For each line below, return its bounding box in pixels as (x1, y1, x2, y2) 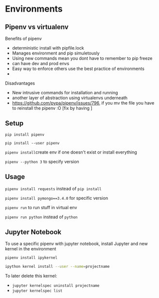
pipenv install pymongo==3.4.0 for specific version (5, 195, 108, 201)
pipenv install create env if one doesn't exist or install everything (5, 149, 137, 155)
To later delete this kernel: (5, 273, 57, 279)
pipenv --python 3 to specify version (5, 158, 79, 164)
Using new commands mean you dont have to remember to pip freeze (12, 55, 153, 61)
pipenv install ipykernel (5, 255, 57, 261)
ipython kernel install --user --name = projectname (5, 264, 110, 269)
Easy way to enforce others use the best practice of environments (12, 66, 145, 71)
